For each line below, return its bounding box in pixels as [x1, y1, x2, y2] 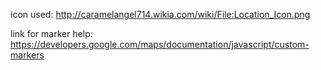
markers [10, 49, 45, 61]
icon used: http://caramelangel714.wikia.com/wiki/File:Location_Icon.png [10, 9, 311, 20]
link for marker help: [10, 28, 93, 39]
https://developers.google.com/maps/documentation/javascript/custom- [10, 39, 310, 50]
